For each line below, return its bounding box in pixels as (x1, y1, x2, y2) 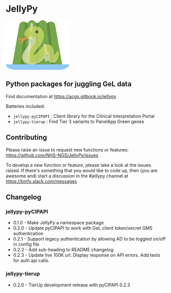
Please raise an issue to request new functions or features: (6, 146, 129, 153)
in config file (13, 241, 40, 247)
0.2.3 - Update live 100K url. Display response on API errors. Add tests (13, 252, 160, 258)
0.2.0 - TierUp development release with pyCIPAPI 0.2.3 (13, 282, 130, 288)
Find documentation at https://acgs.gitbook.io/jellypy (6, 93, 117, 99)
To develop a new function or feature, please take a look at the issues (6, 162, 151, 168)
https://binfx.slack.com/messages (6, 178, 77, 184)
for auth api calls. (13, 257, 50, 263)
